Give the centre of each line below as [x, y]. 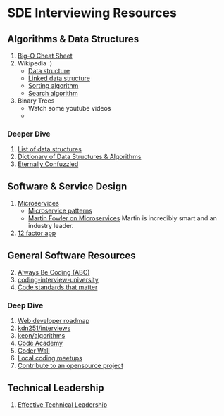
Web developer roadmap [54, 321]
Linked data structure [59, 78]
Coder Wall [34, 351]
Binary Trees [36, 101]
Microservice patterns [60, 211]
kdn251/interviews [44, 328]
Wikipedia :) [35, 63]
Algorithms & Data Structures [73, 39]
